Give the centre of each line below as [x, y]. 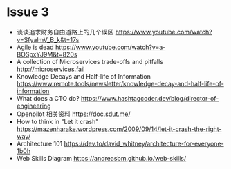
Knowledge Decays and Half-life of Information [84, 76]
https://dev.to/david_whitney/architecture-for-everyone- [144, 143]
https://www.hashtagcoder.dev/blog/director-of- [150, 98]
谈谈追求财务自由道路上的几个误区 [65, 32]
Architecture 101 [39, 143]
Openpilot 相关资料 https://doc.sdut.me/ [73, 114]
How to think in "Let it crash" [57, 121]
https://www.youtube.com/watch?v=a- [110, 47]
